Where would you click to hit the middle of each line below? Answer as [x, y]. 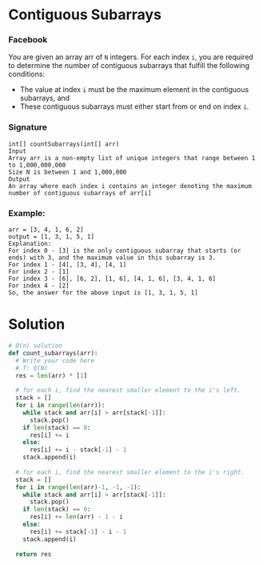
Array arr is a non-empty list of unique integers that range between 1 [132, 158]
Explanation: [30, 244]
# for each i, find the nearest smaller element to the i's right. [130, 472]
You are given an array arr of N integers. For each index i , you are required [131, 57]
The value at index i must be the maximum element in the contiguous [134, 90]
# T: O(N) [32, 368]
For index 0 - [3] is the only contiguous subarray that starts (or [125, 251]
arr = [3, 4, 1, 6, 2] [46, 230]
